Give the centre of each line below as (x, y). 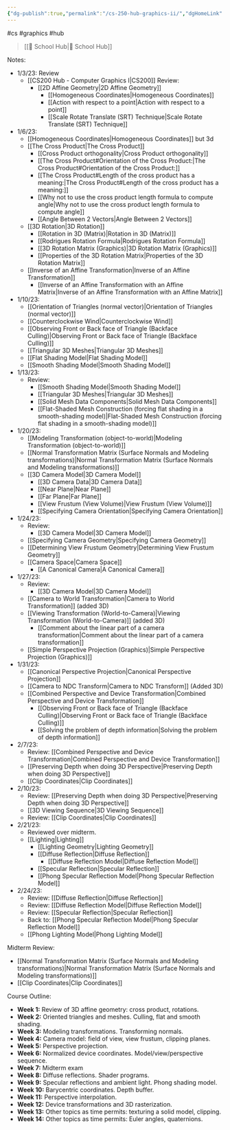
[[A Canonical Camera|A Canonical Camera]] (101, 569)
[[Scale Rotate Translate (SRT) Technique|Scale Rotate (125, 117)
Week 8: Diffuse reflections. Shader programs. (83, 1075)
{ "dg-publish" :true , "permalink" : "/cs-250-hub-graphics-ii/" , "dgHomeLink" (115, 13)
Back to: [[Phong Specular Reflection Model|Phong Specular (113, 919)
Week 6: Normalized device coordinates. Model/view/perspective (110, 1053)
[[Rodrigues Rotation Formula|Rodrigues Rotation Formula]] (122, 240)
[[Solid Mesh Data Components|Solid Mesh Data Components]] (127, 401)
